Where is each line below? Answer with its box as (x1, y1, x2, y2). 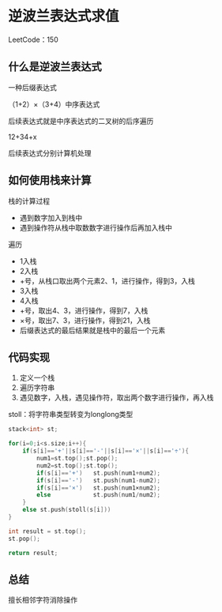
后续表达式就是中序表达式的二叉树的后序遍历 (8, 116, 154, 126)
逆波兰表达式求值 (8, 7, 120, 25)
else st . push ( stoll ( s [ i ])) (22, 506, 111, 514)
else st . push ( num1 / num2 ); (36, 491, 160, 499)
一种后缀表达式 (8, 82, 57, 92)
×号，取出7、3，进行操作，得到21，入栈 (19, 315, 151, 325)
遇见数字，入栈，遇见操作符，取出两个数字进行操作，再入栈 (19, 392, 214, 403)
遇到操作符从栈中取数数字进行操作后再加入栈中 (19, 223, 172, 232)
